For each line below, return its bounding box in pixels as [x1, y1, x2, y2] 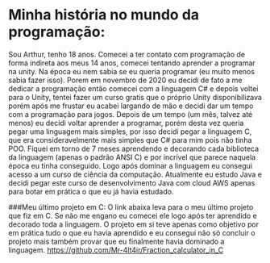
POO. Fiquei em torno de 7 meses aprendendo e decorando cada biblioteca [8, 144, 260, 153]
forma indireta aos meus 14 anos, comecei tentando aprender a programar [8, 58, 255, 68]
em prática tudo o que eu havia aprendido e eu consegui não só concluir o [8, 228, 255, 237]
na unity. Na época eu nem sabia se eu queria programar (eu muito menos [8, 66, 255, 76]
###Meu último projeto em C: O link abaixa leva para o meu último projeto [8, 202, 254, 211]
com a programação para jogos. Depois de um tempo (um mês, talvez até [8, 109, 253, 119]
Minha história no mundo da [8, 6, 200, 24]
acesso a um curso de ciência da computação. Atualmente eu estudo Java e [8, 169, 262, 179]
